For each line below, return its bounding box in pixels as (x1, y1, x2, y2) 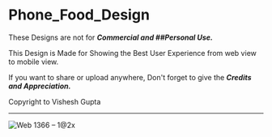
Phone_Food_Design (8, 6, 150, 24)
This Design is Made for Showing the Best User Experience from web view (8, 48, 257, 58)
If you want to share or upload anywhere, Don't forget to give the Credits (8, 72, 253, 82)
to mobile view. (8, 57, 59, 66)
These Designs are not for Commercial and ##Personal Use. (8, 32, 213, 42)
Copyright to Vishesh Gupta (8, 96, 101, 106)
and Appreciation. (8, 81, 71, 91)
